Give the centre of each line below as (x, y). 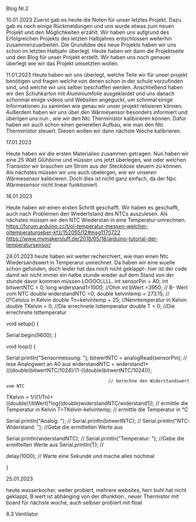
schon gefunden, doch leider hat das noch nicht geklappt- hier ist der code (97, 269)
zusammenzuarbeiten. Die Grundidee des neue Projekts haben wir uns (91, 45)
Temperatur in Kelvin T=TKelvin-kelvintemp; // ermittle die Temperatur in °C (97, 409)
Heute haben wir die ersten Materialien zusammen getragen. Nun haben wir (97, 154)
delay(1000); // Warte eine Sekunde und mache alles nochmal (80, 456)
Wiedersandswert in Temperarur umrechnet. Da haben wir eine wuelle (91, 262)
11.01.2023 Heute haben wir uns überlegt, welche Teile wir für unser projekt (97, 75)
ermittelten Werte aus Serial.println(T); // (55, 445)
